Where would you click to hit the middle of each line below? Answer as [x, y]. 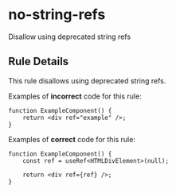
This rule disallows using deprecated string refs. [87, 80]
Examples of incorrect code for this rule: [75, 96]
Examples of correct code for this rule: [72, 139]
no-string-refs [57, 15]
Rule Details [39, 62]
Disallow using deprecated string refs [70, 37]
